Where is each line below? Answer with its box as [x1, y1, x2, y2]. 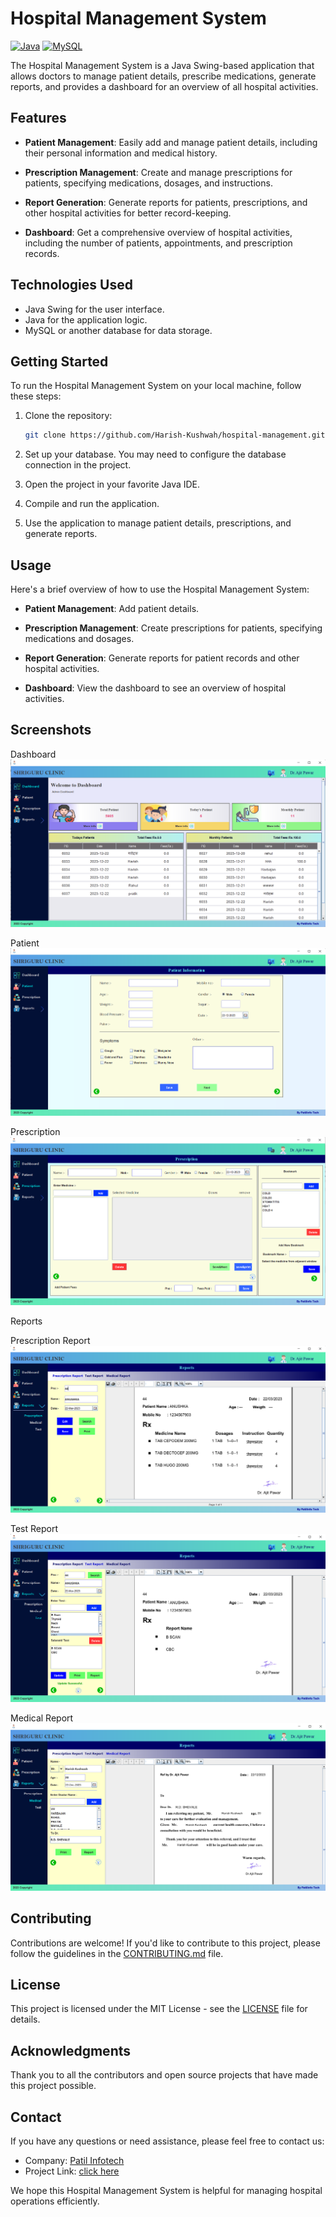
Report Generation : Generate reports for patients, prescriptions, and [24, 196, 308, 208]
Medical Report [10, 1712, 74, 1724]
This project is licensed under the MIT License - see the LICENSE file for [10, 2003, 308, 2015]
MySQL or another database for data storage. [24, 324, 213, 336]
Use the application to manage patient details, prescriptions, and [24, 517, 292, 529]
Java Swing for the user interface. [24, 303, 165, 315]
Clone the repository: [24, 410, 113, 422]
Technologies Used [10, 277, 133, 294]
